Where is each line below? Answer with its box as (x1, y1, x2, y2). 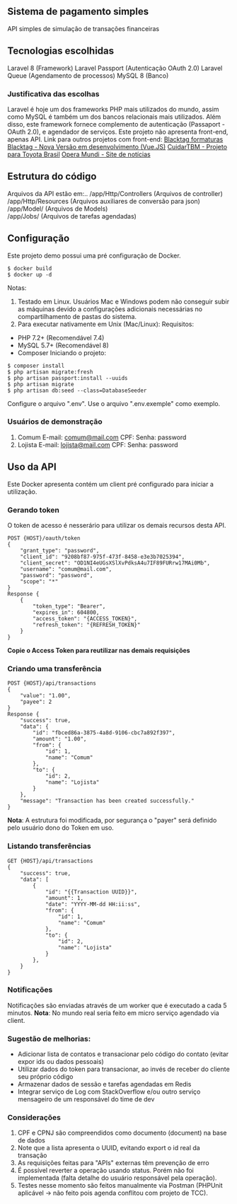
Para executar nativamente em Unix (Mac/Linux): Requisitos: (17, 320, 195, 328)
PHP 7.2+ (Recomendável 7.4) (17, 333, 105, 342)
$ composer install (7, 362, 65, 369)
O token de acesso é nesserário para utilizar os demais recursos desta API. (7, 521, 226, 529)
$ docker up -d (7, 271, 52, 278)
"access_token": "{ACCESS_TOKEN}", (33, 615, 138, 622)
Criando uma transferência (7, 664, 102, 673)
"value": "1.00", (20, 693, 71, 700)
